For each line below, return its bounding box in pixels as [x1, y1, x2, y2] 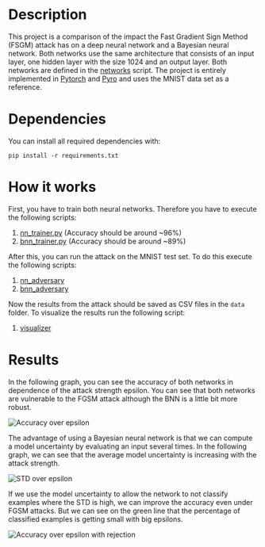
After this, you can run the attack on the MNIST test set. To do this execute [8, 251, 252, 261]
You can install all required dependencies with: [8, 136, 161, 146]
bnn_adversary [19, 284, 69, 293]
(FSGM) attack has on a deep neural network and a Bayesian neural [8, 40, 229, 49]
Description [8, 6, 87, 24]
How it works [8, 178, 97, 196]
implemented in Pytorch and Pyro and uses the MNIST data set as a [8, 74, 229, 83]
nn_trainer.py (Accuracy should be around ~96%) [19, 228, 182, 237]
